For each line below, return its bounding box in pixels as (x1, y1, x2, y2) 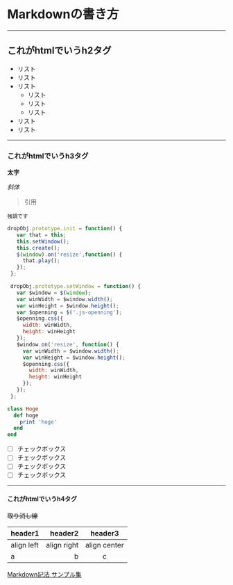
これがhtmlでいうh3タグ (7, 151, 89, 161)
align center (85, 540, 124, 550)
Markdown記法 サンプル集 (7, 570, 82, 578)
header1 (10, 528, 40, 538)
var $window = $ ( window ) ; (16, 289, 92, 296)
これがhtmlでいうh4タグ (7, 495, 78, 503)
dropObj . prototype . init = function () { (7, 225, 123, 232)
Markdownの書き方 (7, 6, 119, 22)
